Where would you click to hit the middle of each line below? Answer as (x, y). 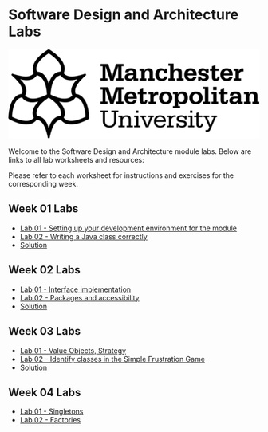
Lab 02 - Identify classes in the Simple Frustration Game (112, 359)
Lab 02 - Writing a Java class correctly (83, 236)
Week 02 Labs (45, 270)
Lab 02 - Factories (50, 420)
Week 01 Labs (43, 209)
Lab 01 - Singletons (51, 411)
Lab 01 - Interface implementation (75, 289)
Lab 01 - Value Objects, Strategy (73, 350)
